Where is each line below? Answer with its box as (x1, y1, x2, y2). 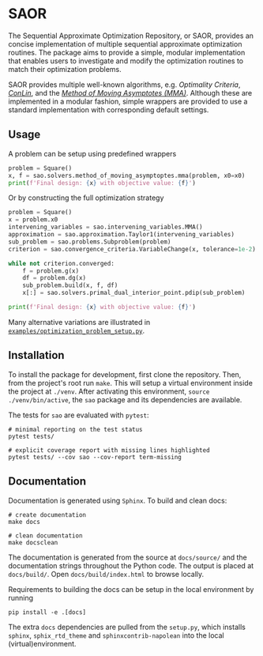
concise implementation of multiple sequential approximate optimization (8, 39, 242, 48)
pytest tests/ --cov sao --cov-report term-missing (8, 453, 182, 461)
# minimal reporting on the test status (8, 425, 144, 433)
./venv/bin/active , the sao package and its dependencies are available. (8, 394, 242, 404)
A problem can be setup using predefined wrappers (8, 149, 177, 158)
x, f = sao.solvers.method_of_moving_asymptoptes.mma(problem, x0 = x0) (8, 172, 246, 179)
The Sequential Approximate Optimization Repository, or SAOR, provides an (8, 31, 254, 40)
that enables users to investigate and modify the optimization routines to (8, 56, 243, 66)
